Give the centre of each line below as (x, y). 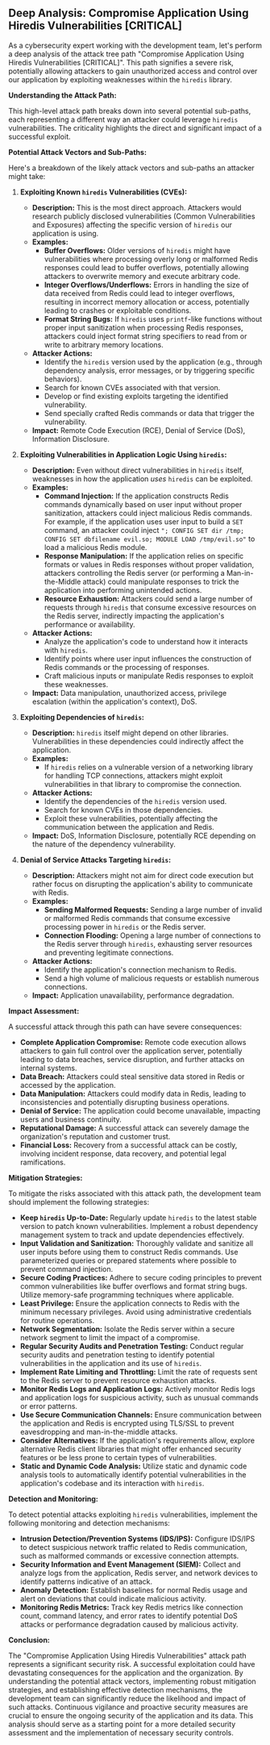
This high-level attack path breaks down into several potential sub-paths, (130, 110)
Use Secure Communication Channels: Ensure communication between (141, 1414)
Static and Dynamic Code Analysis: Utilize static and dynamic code (133, 1466)
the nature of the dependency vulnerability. (104, 844)
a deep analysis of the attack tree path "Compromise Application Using (126, 54)
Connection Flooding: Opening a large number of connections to (152, 935)
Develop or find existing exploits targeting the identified (136, 396)
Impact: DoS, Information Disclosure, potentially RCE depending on (144, 835)
